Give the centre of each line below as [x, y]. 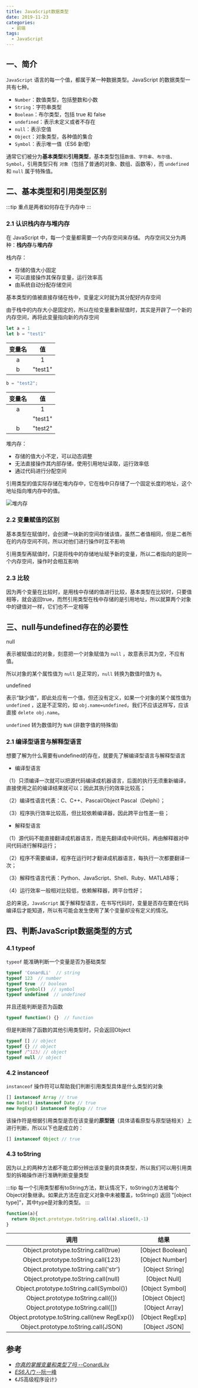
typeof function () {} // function [50, 1018]
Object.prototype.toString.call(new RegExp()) [72, 1317]
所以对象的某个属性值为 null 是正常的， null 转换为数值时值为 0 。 [85, 674]
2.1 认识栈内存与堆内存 [38, 224]
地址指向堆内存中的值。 [34, 491]
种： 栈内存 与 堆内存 [29, 245]
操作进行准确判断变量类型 [57, 1175]
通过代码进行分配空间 [40, 471]
